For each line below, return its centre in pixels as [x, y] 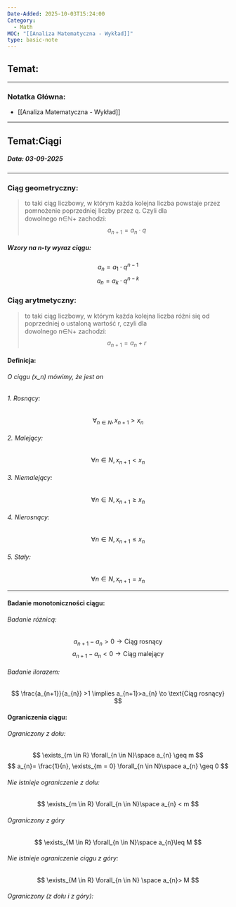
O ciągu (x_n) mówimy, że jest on [55, 376]
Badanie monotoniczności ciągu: [56, 603]
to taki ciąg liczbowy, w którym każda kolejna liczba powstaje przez [122, 203]
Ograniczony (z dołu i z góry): [51, 896]
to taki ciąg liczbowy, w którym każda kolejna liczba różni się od [117, 316]
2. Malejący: [25, 438]
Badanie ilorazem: [34, 672]
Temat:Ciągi [34, 141]
